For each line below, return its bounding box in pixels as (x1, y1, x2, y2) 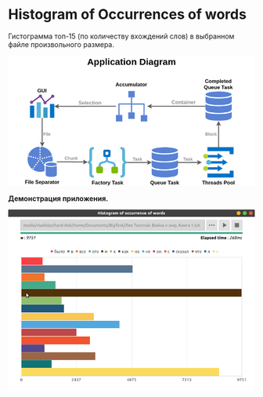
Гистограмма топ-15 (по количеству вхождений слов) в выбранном (8, 31, 235, 41)
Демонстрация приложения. (8, 194, 109, 203)
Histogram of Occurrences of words (8, 5, 247, 24)
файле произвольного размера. (8, 39, 115, 49)
